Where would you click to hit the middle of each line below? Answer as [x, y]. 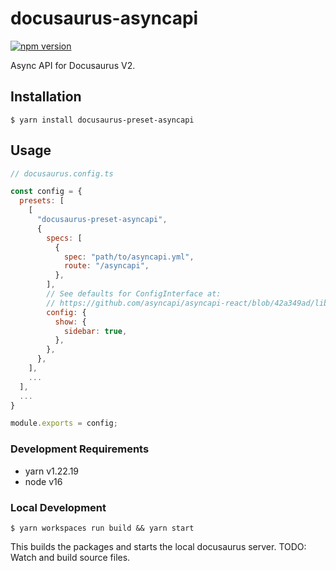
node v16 [43, 481]
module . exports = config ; [64, 423]
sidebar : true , [95, 331]
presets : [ [42, 201]
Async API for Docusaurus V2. [73, 65]
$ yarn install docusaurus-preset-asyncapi [102, 120]
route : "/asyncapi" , [106, 266]
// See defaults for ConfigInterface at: [134, 294]
